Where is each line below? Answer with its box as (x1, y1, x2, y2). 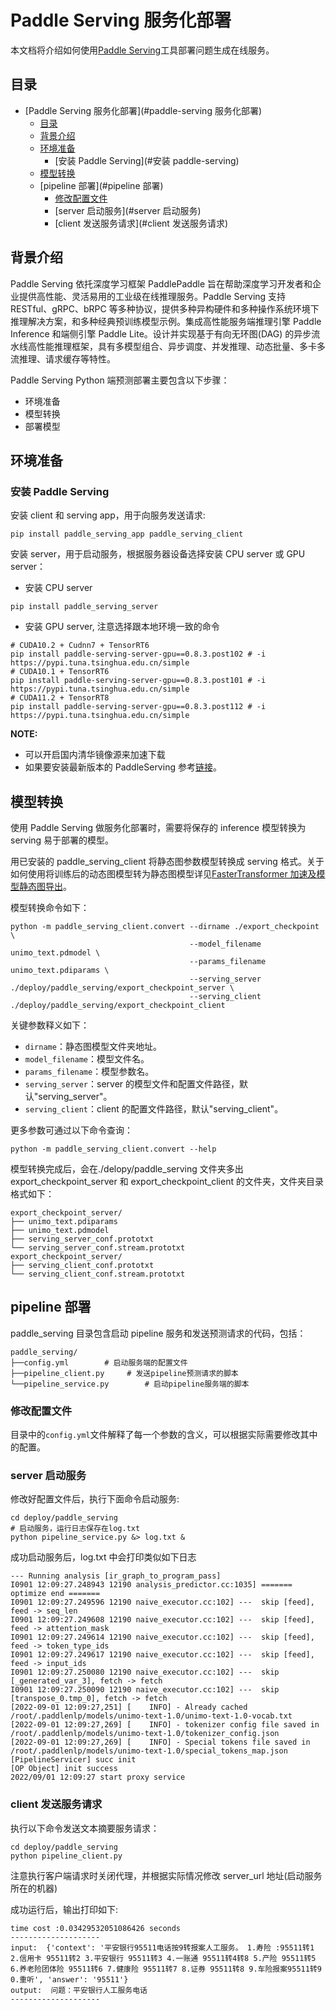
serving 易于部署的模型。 (10, 834, 115, 846)
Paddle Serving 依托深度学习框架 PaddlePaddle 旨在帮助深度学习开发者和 (10, 277, 313, 290)
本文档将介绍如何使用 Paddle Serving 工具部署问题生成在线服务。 (10, 44, 275, 56)
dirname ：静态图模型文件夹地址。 (24, 1041, 162, 1053)
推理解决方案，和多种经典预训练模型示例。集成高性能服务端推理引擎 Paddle (10, 315, 322, 327)
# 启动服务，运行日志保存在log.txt (10, 1524, 141, 1534)
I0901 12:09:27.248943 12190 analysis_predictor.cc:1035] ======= (10, 1580, 293, 1590)
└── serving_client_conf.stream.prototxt (10, 1269, 186, 1280)
